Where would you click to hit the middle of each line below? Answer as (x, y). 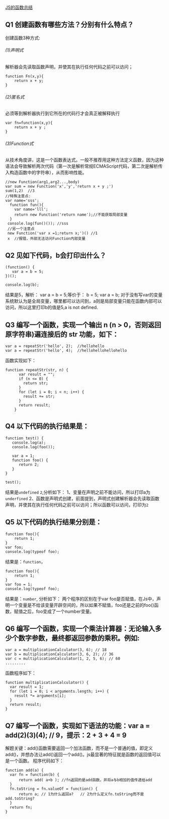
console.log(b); (22, 285)
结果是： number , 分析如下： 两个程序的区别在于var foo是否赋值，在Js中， (81, 599)
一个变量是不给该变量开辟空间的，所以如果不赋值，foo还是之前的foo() (82, 605)
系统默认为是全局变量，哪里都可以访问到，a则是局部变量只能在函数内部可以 (83, 301)
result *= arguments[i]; (40, 696)
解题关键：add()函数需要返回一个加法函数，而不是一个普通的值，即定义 (79, 748)
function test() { (24, 438)
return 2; (29, 464)
